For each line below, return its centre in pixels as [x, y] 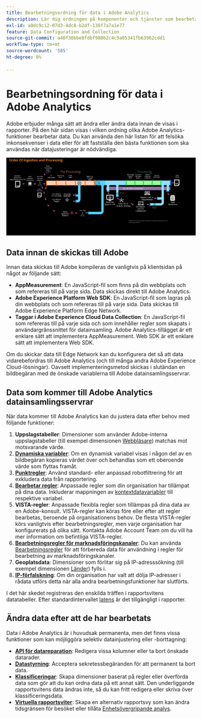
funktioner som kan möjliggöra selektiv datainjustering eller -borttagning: [97, 639]
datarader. [28, 657]
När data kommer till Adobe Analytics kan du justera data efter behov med [98, 416]
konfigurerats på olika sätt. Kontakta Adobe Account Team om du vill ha [104, 530]
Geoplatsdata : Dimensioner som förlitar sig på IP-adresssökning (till [99, 562]
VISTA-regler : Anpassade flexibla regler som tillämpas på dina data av [102, 505]
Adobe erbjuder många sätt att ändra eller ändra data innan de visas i [92, 123]
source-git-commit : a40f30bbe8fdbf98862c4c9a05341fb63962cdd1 [86, 38]
